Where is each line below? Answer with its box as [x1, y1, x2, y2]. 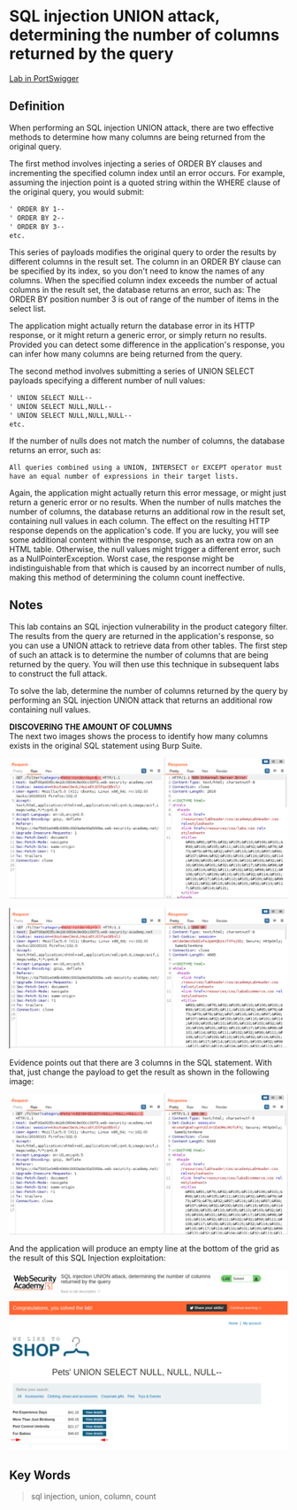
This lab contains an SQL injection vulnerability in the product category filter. [9, 621, 288, 632]
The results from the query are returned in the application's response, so [9, 630, 274, 641]
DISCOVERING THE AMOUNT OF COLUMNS [9, 721, 172, 732]
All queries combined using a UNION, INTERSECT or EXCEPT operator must [9, 463, 283, 472]
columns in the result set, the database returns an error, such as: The [9, 284, 261, 295]
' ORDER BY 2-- [9, 213, 65, 222]
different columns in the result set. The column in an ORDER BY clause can [9, 256, 281, 266]
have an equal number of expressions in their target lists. [9, 472, 240, 481]
